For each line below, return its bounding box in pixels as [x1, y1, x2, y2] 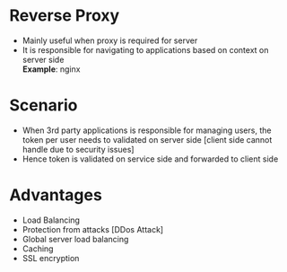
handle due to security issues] [22, 144, 135, 154]
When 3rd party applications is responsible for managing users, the [22, 125, 272, 136]
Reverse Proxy [9, 5, 120, 26]
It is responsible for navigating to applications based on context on [22, 44, 269, 55]
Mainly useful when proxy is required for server [22, 35, 198, 46]
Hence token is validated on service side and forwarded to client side [22, 154, 279, 164]
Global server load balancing [22, 233, 129, 244]
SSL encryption [22, 252, 80, 263]
